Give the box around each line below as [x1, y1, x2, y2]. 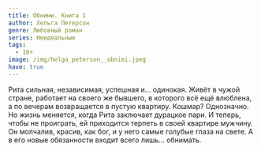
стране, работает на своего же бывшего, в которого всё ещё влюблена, [8, 92, 252, 103]
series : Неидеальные [8, 33, 76, 42]
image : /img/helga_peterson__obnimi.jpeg [8, 56, 147, 64]
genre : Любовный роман [8, 26, 83, 34]
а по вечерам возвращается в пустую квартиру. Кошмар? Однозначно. [8, 101, 250, 111]
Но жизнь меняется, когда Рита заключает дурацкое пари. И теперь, [8, 110, 242, 119]
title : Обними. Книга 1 [8, 11, 87, 20]
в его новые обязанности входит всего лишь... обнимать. [8, 135, 202, 145]
